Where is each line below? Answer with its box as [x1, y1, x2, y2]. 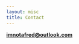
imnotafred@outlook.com [6, 31, 73, 38]
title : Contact [6, 14, 45, 20]
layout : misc [6, 8, 39, 15]
